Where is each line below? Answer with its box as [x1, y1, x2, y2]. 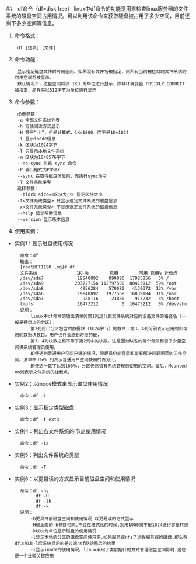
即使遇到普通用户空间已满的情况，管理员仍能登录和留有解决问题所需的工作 [30, 351, 183, 357]
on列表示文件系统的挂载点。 [14, 369, 72, 375]
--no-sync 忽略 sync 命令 [17, 161, 77, 167]
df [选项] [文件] [17, 45, 56, 51]
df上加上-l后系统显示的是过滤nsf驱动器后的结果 [14, 541, 116, 546]
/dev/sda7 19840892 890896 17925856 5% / [20, 275, 169, 281]
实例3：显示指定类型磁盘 [14, 404, 75, 411]
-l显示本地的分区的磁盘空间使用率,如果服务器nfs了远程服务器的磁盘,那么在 [30, 534, 188, 540]
